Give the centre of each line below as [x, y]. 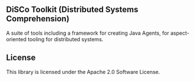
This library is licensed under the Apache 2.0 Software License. [83, 72]
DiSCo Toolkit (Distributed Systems [72, 10]
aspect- [180, 33]
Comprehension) [38, 19]
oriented [16, 39]
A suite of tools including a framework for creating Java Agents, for [88, 33]
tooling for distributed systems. [65, 39]
